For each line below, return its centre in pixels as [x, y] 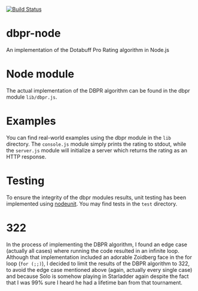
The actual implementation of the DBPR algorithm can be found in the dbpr [98, 90]
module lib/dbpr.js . [32, 97]
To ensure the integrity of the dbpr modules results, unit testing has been [96, 197]
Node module [40, 74]
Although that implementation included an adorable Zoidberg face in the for [99, 257]
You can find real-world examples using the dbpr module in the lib [89, 137]
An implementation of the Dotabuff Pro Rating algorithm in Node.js [88, 50]
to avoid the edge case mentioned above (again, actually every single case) [99, 269]
